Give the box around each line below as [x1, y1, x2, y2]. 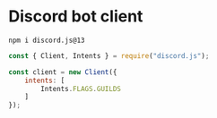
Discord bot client [8, 6, 143, 27]
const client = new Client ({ [8, 67, 117, 77]
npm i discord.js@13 [8, 36, 86, 45]
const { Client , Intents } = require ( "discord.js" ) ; [8, 51, 210, 60]
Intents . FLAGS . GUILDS [40, 84, 122, 93]
